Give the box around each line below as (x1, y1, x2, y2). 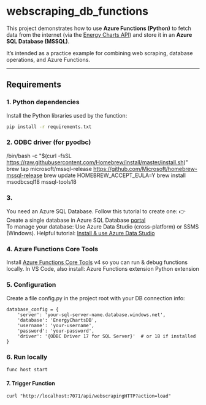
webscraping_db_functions (6, 4, 149, 18)
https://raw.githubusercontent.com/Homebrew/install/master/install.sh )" (6, 158, 188, 166)
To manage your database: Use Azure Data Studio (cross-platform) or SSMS (6, 223, 199, 230)
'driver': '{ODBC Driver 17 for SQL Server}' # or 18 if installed (17, 333, 196, 339)
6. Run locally (6, 352, 48, 361)
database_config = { (6, 306, 59, 312)
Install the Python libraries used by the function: (6, 112, 128, 119)
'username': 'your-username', (17, 322, 95, 328)
